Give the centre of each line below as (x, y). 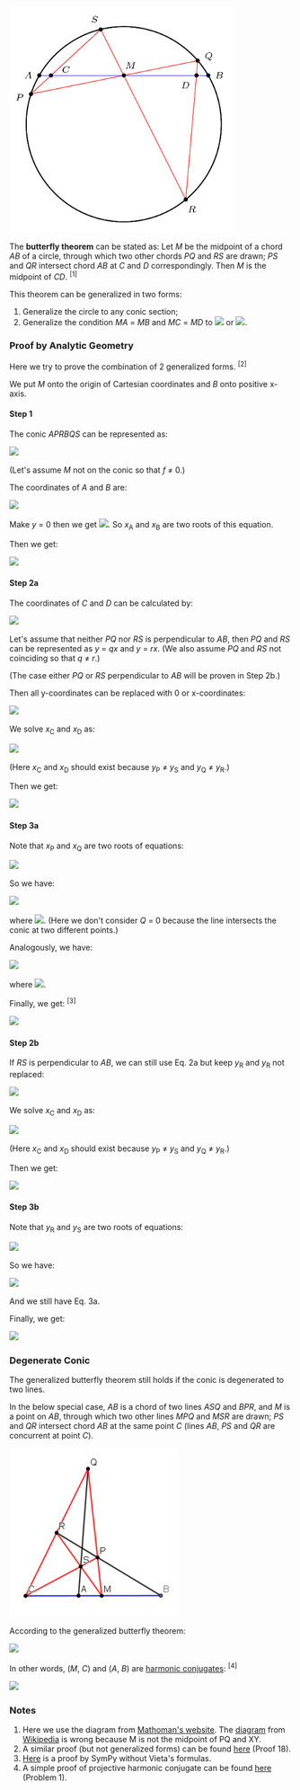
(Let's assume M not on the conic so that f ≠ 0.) (97, 470)
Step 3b (24, 1207)
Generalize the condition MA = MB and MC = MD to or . (135, 322)
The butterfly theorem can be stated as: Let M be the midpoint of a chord (146, 246)
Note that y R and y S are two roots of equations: (97, 1228)
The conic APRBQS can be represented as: (88, 434)
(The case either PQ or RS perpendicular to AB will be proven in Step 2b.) (145, 675)
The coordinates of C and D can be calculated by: (101, 603)
